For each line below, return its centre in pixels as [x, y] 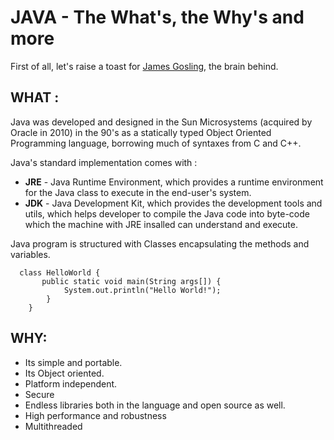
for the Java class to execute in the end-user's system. [138, 192]
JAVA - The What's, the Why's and [157, 17]
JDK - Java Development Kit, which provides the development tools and [173, 203]
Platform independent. [71, 383]
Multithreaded [53, 426]
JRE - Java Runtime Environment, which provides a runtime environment [174, 182]
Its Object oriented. [64, 373]
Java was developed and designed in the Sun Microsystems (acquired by [161, 122]
